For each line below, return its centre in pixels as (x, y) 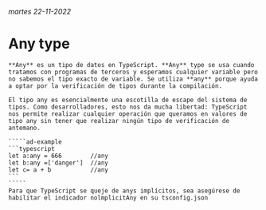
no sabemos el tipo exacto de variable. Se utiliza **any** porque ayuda (133, 79)
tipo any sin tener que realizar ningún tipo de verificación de (119, 121)
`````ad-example (35, 142)
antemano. (25, 128)
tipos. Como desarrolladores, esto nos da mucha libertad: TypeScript (128, 107)
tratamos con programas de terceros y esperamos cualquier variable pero (133, 72)
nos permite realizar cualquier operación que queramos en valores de (128, 114)
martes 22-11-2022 (40, 12)
